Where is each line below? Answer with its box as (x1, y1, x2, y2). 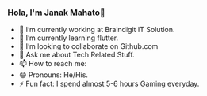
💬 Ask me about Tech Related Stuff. (18, 50, 136, 60)
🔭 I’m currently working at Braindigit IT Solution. (18, 25, 175, 35)
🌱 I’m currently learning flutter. (18, 33, 119, 42)
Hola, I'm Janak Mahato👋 (7, 7, 106, 18)
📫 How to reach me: (18, 59, 87, 68)
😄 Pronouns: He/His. (18, 70, 89, 79)
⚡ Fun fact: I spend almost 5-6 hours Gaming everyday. (18, 79, 200, 89)
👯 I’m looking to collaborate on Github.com (18, 42, 159, 51)
